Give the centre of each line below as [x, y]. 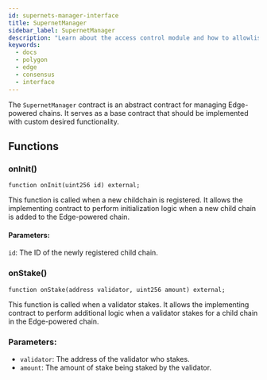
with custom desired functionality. [64, 121]
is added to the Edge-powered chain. [69, 217]
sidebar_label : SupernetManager [62, 30]
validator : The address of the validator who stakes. [104, 359]
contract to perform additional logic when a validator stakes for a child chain [133, 313]
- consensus [35, 75]
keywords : [25, 45]
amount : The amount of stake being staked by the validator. [116, 367]
